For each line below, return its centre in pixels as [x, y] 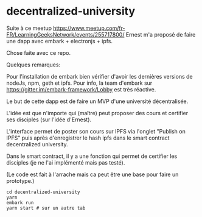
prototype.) [20, 180]
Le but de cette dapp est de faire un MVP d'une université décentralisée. [97, 101]
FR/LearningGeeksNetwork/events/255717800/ [65, 34]
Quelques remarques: [33, 65]
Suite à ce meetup [29, 28]
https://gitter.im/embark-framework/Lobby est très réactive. [81, 89]
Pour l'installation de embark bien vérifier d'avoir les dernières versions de [99, 76]
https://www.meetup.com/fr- [89, 28]
